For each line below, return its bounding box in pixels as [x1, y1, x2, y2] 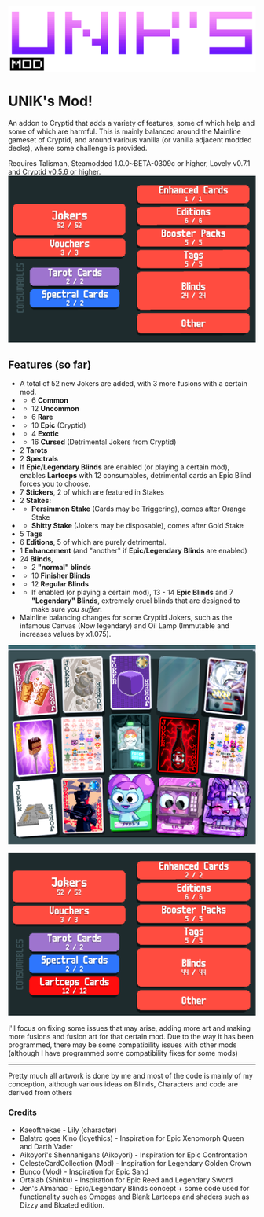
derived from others [8, 1087, 73, 1097]
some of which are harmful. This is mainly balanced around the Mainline [8, 127, 241, 136]
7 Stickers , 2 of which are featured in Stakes [19, 487, 165, 497]
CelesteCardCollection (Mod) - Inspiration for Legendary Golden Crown [19, 1158, 251, 1167]
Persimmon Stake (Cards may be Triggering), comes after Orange [31, 504, 246, 513]
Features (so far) [8, 358, 92, 371]
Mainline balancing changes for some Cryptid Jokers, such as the [19, 612, 233, 623]
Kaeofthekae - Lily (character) [19, 1125, 118, 1134]
